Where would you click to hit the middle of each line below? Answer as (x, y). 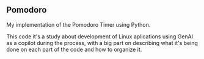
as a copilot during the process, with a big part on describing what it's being (102, 43)
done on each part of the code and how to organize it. (74, 49)
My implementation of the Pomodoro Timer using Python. (78, 24)
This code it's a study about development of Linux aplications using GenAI (100, 36)
